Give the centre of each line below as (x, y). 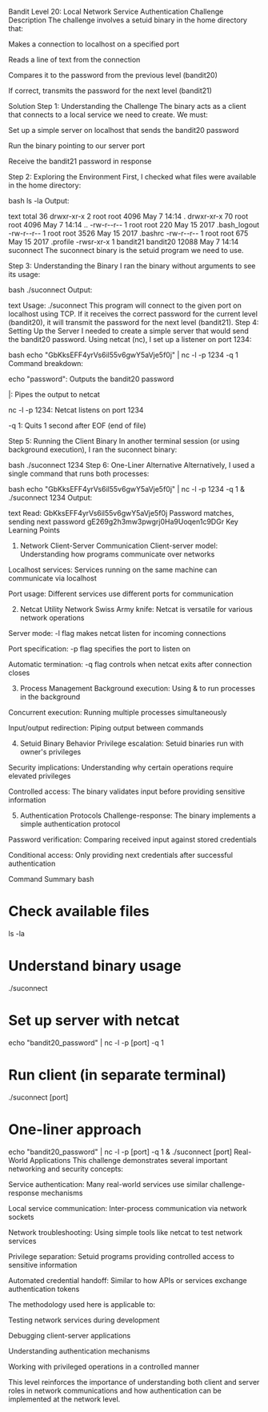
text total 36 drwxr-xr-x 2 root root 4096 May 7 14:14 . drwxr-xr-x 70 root (128, 216)
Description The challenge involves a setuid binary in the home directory (128, 20)
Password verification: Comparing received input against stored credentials (133, 839)
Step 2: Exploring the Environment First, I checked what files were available (132, 177)
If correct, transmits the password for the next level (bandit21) (110, 91)
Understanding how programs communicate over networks (117, 554)
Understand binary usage (95, 966)
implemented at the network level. (64, 1399)
